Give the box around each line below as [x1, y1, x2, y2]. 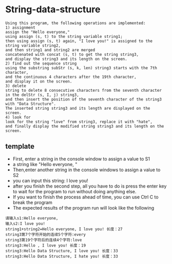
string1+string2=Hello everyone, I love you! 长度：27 [5, 227, 123, 232]
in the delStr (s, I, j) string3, [5, 92, 80, 97]
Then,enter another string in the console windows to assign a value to [12, 167, 161, 173]
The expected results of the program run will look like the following [12, 205, 155, 211]
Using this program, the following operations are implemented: [5, 21, 146, 26]
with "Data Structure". [5, 101, 56, 106]
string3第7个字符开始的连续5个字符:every [5, 232, 86, 237]
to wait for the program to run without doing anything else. [12, 188, 137, 194]
